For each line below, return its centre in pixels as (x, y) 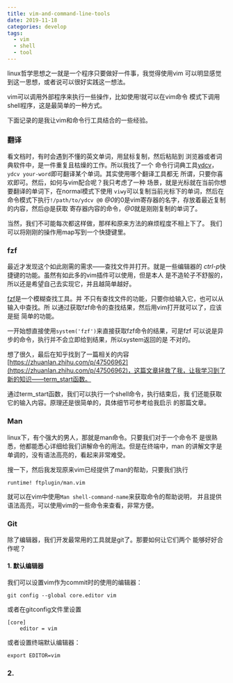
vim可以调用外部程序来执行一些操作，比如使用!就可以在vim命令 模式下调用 (114, 96)
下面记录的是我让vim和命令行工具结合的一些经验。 (79, 120)
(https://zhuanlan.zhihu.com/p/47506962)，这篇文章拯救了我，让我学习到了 (116, 370)
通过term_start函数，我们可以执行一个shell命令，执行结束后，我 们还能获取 (115, 394)
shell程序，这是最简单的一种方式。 (57, 105)
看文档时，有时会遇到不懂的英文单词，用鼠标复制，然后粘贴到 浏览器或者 (112, 157)
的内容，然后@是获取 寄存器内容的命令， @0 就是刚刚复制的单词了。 (104, 209)
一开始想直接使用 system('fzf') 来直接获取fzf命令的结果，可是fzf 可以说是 (112, 331)
